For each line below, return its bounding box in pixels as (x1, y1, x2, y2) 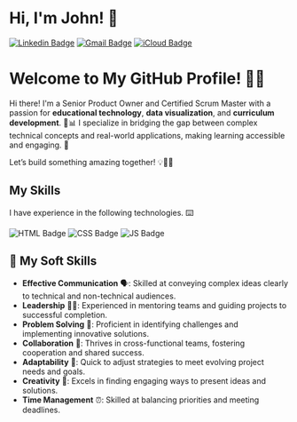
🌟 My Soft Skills (9, 253, 98, 269)
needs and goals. (21, 366, 86, 377)
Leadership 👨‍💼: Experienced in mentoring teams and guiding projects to (21, 299, 287, 310)
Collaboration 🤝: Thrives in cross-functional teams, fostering (21, 338, 246, 348)
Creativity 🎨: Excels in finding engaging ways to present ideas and (21, 375, 267, 386)
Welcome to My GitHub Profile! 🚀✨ (9, 68, 266, 89)
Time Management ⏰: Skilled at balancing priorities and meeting (21, 394, 260, 405)
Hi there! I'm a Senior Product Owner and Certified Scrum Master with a (9, 98, 271, 108)
